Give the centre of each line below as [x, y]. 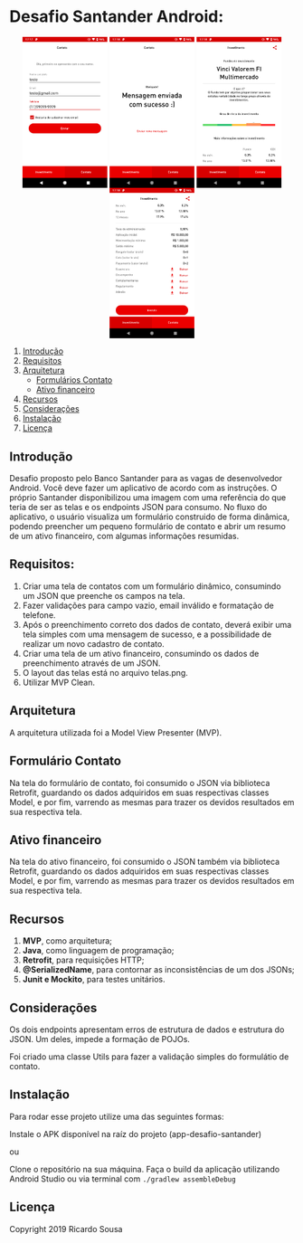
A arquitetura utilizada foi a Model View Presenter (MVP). [116, 732]
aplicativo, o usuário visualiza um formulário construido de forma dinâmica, [150, 517]
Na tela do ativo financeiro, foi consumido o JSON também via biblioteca [145, 862]
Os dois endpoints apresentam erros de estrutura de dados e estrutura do [147, 1030]
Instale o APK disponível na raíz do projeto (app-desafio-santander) [136, 1134]
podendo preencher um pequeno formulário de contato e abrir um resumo [148, 527]
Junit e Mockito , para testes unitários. [94, 980]
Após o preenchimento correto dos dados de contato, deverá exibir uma [157, 624]
